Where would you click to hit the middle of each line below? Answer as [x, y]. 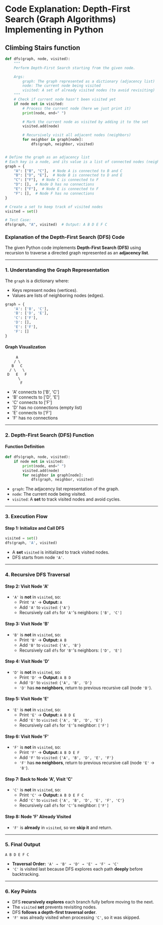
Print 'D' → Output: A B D [45, 677]
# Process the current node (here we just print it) [77, 108]
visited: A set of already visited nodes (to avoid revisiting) [89, 90]
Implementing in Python [54, 30]
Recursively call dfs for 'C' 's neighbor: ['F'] [64, 806]
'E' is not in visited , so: [36, 710]
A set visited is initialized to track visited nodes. [61, 552]
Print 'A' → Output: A [41, 602]
